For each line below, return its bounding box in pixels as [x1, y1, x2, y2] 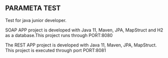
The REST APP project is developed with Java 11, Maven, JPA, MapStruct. [5, 42, 157, 48]
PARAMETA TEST [5, 4, 61, 12]
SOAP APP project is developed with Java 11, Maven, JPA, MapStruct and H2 [5, 27, 163, 33]
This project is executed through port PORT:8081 [5, 47, 106, 53]
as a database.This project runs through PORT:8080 [5, 32, 113, 38]
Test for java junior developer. [5, 17, 67, 23]
